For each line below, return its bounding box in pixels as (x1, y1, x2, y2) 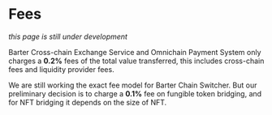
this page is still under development (8, 32, 128, 41)
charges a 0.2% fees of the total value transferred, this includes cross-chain (8, 56, 265, 66)
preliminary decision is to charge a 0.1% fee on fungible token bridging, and (8, 88, 262, 98)
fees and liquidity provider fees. (8, 64, 115, 74)
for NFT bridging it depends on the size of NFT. (8, 97, 167, 107)
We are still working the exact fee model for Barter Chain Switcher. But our (8, 80, 257, 90)
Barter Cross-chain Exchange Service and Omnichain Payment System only (8, 47, 261, 57)
